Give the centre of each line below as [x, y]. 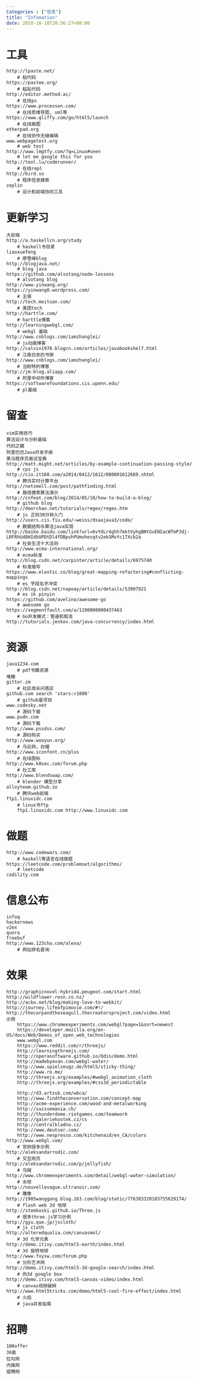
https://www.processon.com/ [42, 106]
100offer [17, 1346]
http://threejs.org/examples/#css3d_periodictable [82, 1082]
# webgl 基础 [32, 332]
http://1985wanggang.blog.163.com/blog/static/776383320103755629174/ [97, 1199]
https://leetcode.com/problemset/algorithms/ [64, 864]
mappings [17, 578]
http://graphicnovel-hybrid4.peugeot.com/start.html [74, 991]
